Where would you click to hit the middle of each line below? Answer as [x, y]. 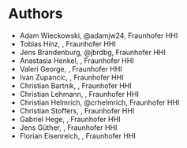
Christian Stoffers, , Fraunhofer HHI [77, 110]
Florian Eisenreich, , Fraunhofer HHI [78, 135]
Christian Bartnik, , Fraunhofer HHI [75, 85]
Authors [36, 14]
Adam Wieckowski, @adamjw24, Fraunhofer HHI [99, 35]
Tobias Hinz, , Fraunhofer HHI [67, 43]
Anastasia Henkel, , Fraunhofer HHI [77, 61]
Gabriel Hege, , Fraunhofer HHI [70, 119]
